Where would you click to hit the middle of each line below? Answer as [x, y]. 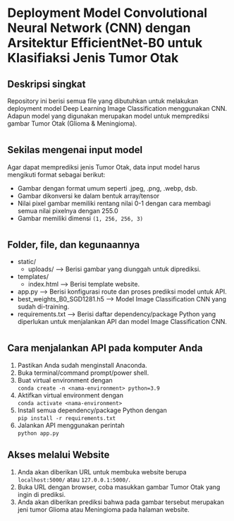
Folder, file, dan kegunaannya [74, 245]
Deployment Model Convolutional [107, 13]
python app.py [38, 433]
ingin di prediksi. [41, 494]
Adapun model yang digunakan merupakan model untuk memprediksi [108, 116]
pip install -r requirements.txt [67, 418]
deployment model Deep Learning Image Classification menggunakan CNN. [117, 108]
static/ [27, 262]
